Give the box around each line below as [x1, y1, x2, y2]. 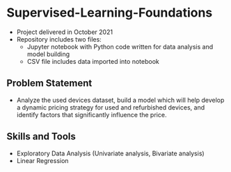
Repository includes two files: [16, 35, 102, 43]
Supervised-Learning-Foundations [6, 5, 213, 21]
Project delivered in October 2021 [16, 28, 113, 36]
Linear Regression [16, 156, 69, 164]
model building [26, 50, 70, 58]
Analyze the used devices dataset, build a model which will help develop [16, 96, 225, 104]
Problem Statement [6, 78, 93, 89]
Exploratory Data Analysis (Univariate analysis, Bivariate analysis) [16, 149, 205, 157]
